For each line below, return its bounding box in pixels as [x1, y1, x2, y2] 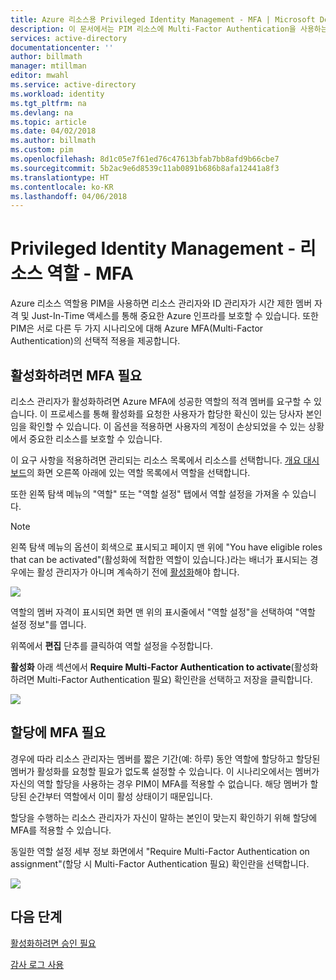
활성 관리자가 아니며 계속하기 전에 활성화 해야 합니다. [36, 566, 240, 578]
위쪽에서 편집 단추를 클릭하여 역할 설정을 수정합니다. [10, 640, 213, 651]
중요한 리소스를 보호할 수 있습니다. [28, 433, 163, 445]
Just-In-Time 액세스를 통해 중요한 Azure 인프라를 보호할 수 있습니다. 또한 [31, 310, 319, 322]
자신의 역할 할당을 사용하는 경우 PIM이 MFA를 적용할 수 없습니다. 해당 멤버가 [10, 777, 308, 790]
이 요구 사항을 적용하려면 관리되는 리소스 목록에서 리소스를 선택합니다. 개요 [10, 454, 302, 466]
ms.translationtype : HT [10, 172, 110, 183]
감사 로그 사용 [10, 958, 65, 970]
